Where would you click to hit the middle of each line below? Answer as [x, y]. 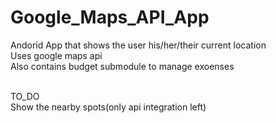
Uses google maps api [56, 55]
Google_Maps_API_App [110, 17]
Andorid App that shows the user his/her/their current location [138, 45]
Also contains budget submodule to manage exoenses [122, 66]
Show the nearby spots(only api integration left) [108, 107]
